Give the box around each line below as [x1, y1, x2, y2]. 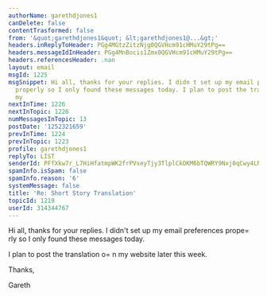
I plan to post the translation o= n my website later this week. [8, 250, 208, 259]
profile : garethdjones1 [8, 145, 87, 153]
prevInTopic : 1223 [8, 137, 69, 146]
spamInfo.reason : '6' [8, 174, 80, 183]
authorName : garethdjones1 [8, 11, 98, 20]
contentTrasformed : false [8, 26, 94, 34]
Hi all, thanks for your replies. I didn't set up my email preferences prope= [8, 226, 250, 236]
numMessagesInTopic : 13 [8, 115, 87, 123]
